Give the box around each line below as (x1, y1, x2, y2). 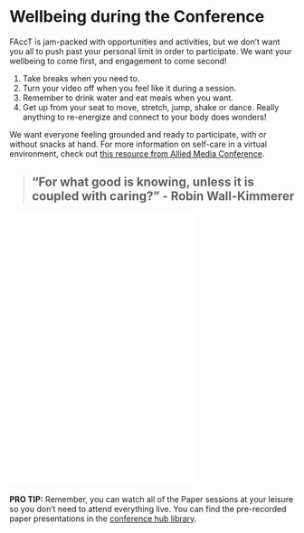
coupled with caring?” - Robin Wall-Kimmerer (31, 188, 295, 205)
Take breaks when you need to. (22, 72, 140, 83)
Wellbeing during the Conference (9, 6, 265, 27)
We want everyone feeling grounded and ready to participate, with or (9, 128, 267, 139)
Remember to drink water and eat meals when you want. (22, 92, 233, 103)
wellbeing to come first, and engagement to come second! (9, 55, 228, 66)
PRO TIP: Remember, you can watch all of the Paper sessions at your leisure (9, 493, 294, 504)
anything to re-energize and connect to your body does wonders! (22, 111, 267, 122)
